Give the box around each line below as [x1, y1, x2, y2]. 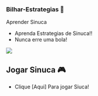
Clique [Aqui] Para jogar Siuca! [14, 83, 89, 90]
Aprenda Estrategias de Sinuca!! [14, 30, 93, 37]
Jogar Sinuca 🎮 [6, 64, 66, 75]
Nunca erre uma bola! [14, 36, 67, 43]
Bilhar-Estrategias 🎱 [6, 5, 65, 13]
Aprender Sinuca [6, 19, 47, 26]
